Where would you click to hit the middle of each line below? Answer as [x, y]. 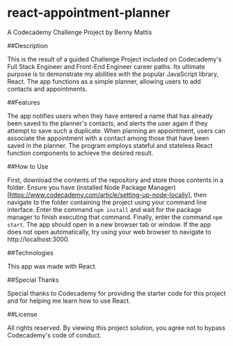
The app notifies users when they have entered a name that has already [110, 116]
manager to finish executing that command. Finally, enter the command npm [115, 217]
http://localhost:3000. [38, 239]
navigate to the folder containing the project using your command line [107, 202]
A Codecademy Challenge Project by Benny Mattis [80, 32]
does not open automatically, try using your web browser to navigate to [109, 232]
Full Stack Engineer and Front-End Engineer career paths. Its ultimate [106, 66]
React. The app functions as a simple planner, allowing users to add [104, 81]
